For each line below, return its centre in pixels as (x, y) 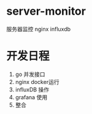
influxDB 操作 (32, 89)
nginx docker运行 (37, 82)
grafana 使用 (31, 97)
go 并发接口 (30, 74)
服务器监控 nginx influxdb (39, 29)
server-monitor (46, 11)
